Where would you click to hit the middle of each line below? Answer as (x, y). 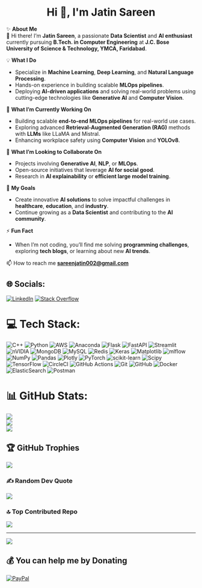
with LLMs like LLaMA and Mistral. (57, 133)
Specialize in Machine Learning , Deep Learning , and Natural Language (104, 72)
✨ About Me (22, 29)
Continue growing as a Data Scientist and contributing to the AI (94, 212)
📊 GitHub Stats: (47, 396)
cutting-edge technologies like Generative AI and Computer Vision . (99, 97)
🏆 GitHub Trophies (43, 448)
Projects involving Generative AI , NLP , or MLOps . (76, 163)
